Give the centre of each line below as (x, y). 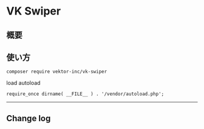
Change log (29, 118)
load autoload (23, 83)
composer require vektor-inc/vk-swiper (57, 72)
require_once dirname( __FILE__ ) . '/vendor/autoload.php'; (85, 94)
